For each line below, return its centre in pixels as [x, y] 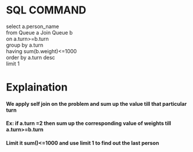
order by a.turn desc [31, 57]
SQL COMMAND [46, 10]
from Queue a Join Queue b [39, 32]
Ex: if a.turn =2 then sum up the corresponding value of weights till [89, 123]
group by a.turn [25, 45]
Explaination [37, 87]
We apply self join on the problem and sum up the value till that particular [96, 103]
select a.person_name [33, 26]
